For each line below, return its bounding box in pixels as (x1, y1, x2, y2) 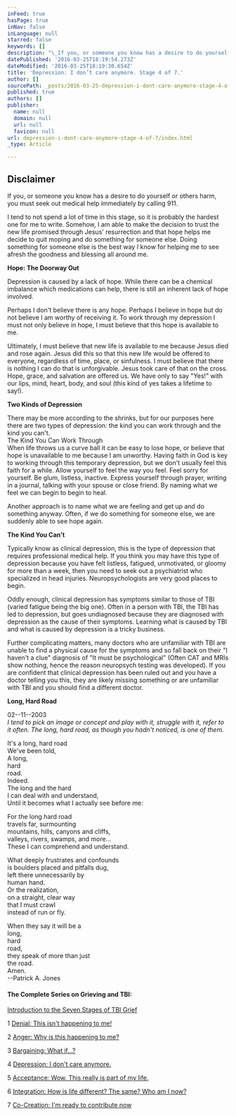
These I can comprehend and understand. (7, 842, 129, 851)
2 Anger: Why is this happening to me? (7, 1033, 119, 1042)
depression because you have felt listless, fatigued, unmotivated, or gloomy (7, 559, 227, 567)
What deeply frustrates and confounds (7, 855, 119, 864)
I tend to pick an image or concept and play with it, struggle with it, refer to (7, 718, 225, 726)
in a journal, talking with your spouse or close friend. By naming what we (7, 480, 218, 489)
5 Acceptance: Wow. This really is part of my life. (7, 1074, 149, 1082)
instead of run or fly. (7, 907, 66, 917)
